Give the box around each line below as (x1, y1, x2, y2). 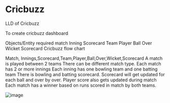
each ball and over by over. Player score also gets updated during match (5, 77, 157, 83)
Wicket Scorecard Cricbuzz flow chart (5, 45, 85, 51)
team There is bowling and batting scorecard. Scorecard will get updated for (5, 71, 165, 77)
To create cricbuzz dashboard (5, 30, 69, 36)
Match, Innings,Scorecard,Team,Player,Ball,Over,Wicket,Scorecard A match (5, 55, 163, 61)
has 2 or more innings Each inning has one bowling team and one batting (5, 66, 158, 72)
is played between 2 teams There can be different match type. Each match (5, 60, 161, 66)
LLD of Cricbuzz (5, 20, 40, 26)
